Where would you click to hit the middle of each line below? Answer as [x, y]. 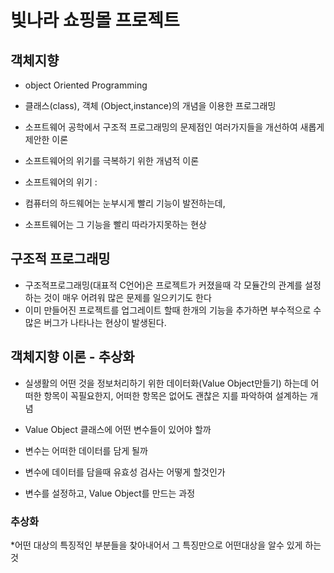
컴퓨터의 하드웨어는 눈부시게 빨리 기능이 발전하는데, [125, 203]
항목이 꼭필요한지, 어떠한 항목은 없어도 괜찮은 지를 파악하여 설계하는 [175, 395]
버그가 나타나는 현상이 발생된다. [105, 322]
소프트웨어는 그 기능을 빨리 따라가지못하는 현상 [115, 224]
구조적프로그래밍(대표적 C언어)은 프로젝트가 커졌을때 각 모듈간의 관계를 [163, 285]
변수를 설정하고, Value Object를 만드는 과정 [110, 493]
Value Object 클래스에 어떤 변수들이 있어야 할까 [118, 429]
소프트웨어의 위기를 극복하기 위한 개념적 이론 [112, 160]
